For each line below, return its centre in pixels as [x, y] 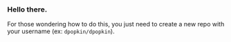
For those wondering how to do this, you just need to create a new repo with [116, 24]
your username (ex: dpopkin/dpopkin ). [61, 31]
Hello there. [27, 9]
